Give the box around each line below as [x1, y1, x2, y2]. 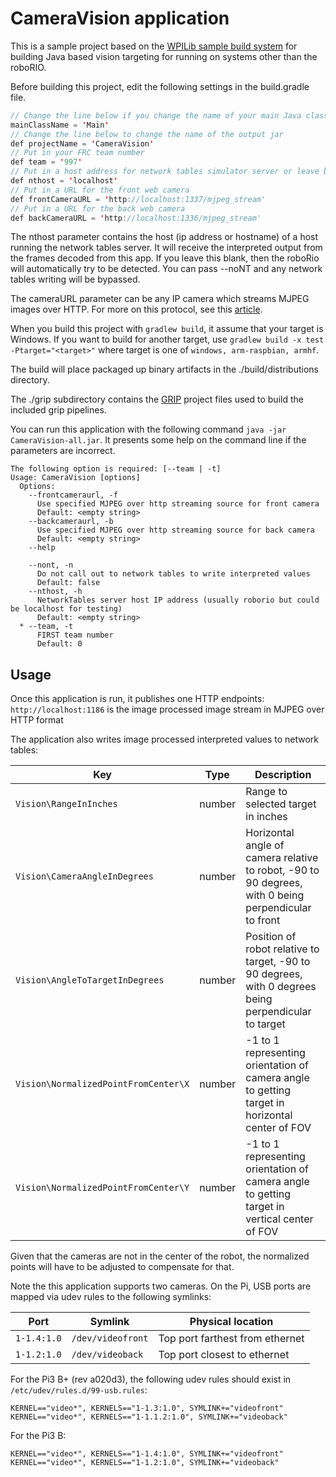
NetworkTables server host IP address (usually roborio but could [36, 595, 320, 606]
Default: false [36, 578, 101, 588]
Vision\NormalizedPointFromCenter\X [15, 1078, 190, 1090]
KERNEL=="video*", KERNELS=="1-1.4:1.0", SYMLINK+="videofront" [10, 1449, 284, 1459]
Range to [245, 785, 288, 799]
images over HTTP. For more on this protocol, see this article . [10, 303, 263, 316]
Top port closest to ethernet [158, 1348, 290, 1362]
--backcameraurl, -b [28, 517, 114, 527]
